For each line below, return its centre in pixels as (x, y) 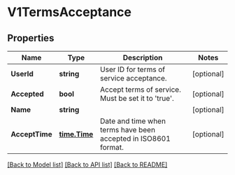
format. (112, 147)
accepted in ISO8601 (136, 139)
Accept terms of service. (141, 90)
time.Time (76, 134)
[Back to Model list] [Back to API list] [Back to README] (87, 164)
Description (143, 58)
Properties (31, 38)
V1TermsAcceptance (69, 12)
